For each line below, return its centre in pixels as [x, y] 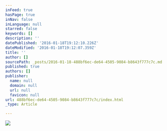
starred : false [21, 29]
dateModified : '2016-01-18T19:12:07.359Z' [51, 48]
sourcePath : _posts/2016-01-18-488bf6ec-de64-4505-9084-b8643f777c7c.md [84, 62]
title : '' [16, 52]
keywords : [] [19, 34]
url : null [20, 90]
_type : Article [21, 105]
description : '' [22, 39]
